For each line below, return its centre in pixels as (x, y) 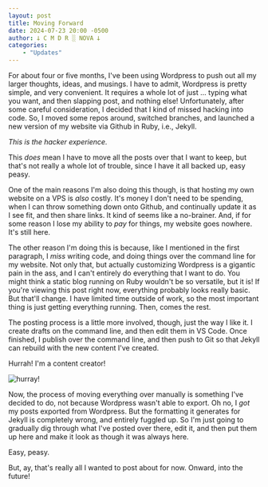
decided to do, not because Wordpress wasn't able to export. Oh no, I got (129, 403)
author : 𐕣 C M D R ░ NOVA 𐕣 (54, 38)
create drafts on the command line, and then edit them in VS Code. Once (128, 331)
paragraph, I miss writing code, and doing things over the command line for (132, 256)
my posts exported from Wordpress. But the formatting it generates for (124, 411)
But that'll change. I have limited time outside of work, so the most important (134, 299)
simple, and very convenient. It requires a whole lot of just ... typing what (128, 92)
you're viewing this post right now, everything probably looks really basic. (129, 290)
